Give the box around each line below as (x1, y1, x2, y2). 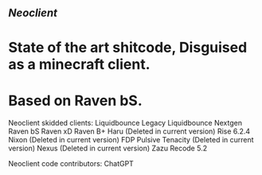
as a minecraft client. (8, 55, 151, 73)
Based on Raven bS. (8, 91, 143, 110)
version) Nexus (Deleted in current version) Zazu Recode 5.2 (8, 143, 208, 153)
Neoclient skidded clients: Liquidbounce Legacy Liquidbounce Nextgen (8, 118, 243, 127)
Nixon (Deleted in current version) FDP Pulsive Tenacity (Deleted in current (8, 134, 254, 144)
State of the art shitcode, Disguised (8, 38, 248, 56)
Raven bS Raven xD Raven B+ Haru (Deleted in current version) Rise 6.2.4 (8, 126, 251, 136)
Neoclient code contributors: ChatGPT (8, 158, 134, 168)
